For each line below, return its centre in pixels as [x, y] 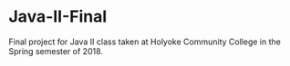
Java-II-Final [58, 17]
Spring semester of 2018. [56, 51]
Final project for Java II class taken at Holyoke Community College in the [145, 42]
